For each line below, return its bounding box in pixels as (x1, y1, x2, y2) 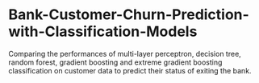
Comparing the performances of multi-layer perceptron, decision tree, (8, 49, 242, 58)
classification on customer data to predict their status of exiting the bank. (8, 65, 252, 75)
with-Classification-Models (8, 22, 198, 41)
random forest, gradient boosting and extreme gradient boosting (8, 57, 223, 67)
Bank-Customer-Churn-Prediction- (8, 6, 250, 24)
